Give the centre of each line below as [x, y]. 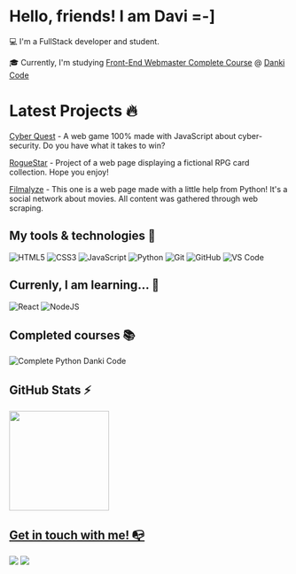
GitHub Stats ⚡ [50, 390]
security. [25, 145]
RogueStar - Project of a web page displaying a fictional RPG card [129, 162]
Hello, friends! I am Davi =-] [112, 16]
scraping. [27, 208]
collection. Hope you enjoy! [59, 172]
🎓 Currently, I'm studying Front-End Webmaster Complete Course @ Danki [147, 62]
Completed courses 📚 [72, 335]
